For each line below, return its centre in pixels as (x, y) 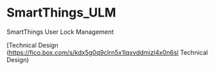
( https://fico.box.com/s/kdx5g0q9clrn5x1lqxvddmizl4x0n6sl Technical (107, 52)
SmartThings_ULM (61, 13)
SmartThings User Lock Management (60, 32)
